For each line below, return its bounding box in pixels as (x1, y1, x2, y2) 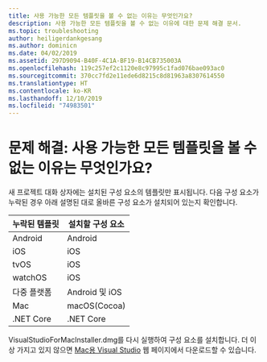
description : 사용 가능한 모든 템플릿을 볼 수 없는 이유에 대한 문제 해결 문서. (8, 19, 242, 27)
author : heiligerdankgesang (8, 34, 103, 43)
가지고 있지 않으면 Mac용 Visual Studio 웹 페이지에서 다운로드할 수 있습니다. (16, 345, 257, 355)
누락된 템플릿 (12, 218, 60, 230)
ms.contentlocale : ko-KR (8, 86, 92, 95)
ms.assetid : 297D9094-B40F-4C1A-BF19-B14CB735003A (8, 57, 182, 65)
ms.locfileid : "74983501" (8, 102, 95, 110)
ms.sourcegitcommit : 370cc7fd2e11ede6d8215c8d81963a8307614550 (8, 72, 225, 80)
